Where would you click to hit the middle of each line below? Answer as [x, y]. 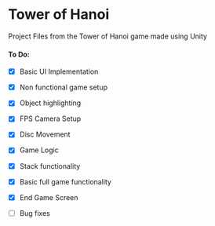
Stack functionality [50, 166]
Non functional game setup [64, 87]
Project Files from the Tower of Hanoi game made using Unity [108, 36]
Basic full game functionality [66, 181]
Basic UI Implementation [59, 71]
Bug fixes [35, 213]
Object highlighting [50, 103]
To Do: [19, 54]
